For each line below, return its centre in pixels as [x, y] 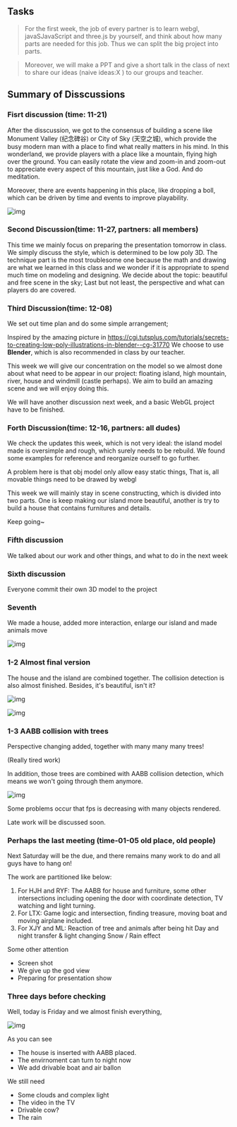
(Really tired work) [34, 760]
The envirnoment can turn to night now [74, 1060]
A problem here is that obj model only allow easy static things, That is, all [113, 472]
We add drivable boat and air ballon [69, 1068]
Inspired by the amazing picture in [57, 338]
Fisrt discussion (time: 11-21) [57, 114]
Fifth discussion [35, 540]
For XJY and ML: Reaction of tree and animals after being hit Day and [118, 929]
